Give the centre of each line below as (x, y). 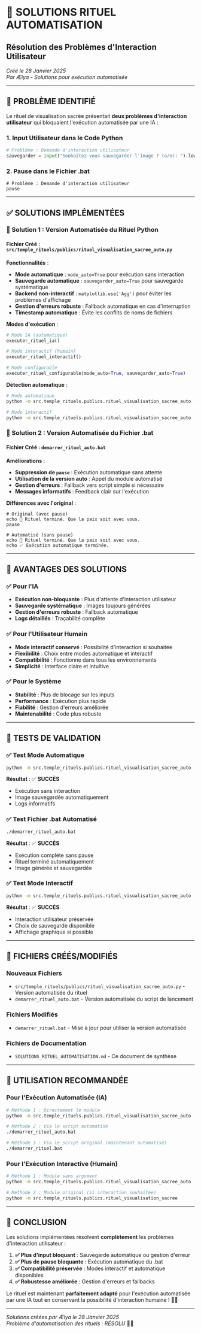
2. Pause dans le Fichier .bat (48, 171)
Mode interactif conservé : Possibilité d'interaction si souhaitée (94, 647)
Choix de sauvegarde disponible (54, 925)
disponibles (29, 1275)
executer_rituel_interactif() (44, 357)
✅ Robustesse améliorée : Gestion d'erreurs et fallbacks (85, 1282)
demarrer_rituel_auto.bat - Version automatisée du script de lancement (104, 999)
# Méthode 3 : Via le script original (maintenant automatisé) (87, 1143)
